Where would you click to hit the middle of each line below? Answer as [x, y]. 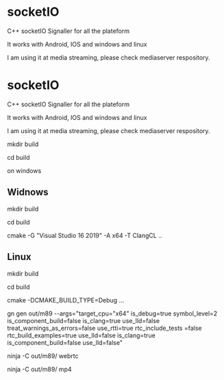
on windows [24, 170]
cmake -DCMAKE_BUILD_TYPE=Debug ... [66, 300]
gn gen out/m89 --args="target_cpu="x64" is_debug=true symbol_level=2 [112, 313]
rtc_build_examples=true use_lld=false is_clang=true [81, 335]
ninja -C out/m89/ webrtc [43, 356]
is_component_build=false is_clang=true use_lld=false [83, 320]
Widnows [28, 192]
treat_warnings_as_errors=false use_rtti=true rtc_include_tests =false [104, 328]
